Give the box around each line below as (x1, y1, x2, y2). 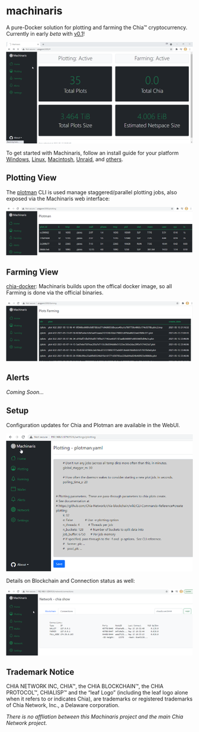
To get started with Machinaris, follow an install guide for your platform (6, 150, 179, 157)
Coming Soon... (6, 388, 44, 396)
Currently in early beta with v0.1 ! (6, 30, 85, 37)
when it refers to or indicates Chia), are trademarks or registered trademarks (6, 695, 193, 702)
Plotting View (6, 173, 57, 183)
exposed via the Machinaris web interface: (6, 195, 110, 202)
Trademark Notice (6, 667, 75, 677)
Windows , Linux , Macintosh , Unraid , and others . (6, 156, 123, 163)
